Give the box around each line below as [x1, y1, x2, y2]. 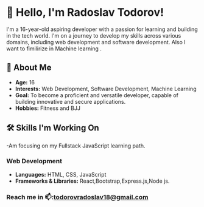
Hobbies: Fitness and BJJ [15, 104, 81, 112]
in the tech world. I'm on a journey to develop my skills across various [6, 32, 181, 39]
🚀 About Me [6, 63, 52, 73]
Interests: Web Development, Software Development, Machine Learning [15, 85, 197, 92]
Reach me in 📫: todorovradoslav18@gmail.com [6, 192, 149, 201]
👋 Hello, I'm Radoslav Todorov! [6, 5, 164, 19]
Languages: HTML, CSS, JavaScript [15, 171, 107, 178]
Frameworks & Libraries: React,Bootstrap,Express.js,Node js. [15, 177, 170, 185]
